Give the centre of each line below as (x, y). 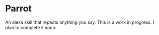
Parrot (18, 9)
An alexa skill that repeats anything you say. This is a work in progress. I (80, 22)
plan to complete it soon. (31, 27)
